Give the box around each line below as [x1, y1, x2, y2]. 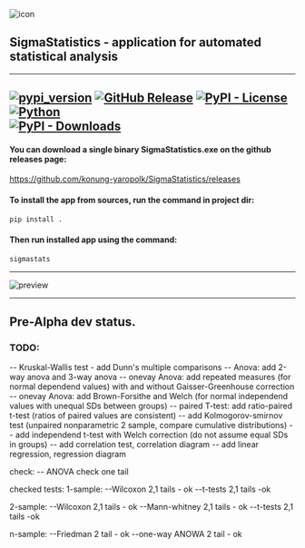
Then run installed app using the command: [9, 234, 178, 245]
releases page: [9, 153, 67, 164]
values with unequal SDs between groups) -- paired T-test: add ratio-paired [9, 400, 293, 412]
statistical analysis [9, 49, 118, 64]
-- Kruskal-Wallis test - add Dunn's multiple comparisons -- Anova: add [9, 362, 277, 373]
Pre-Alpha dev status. [9, 314, 136, 329]
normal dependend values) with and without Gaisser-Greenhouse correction [9, 381, 295, 392]
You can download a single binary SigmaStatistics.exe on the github [9, 143, 272, 154]
